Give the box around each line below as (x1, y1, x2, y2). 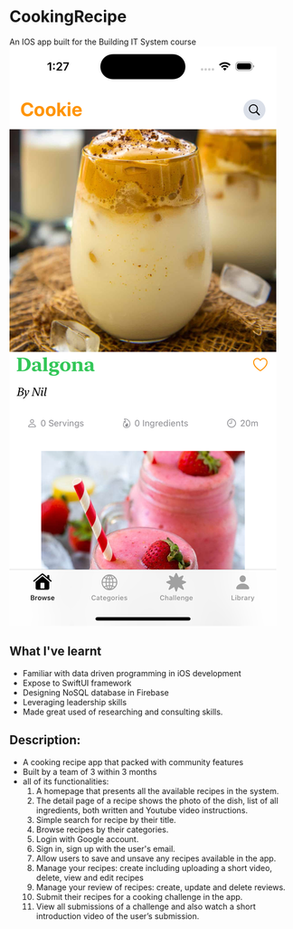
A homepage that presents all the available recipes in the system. (35, 785, 279, 796)
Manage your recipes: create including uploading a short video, (35, 862, 273, 873)
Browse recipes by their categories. (35, 824, 169, 835)
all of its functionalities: (22, 776, 109, 787)
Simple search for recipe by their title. (35, 814, 176, 825)
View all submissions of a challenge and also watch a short (35, 901, 256, 912)
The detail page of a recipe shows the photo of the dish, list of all (35, 795, 279, 806)
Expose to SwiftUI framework (22, 677, 132, 688)
